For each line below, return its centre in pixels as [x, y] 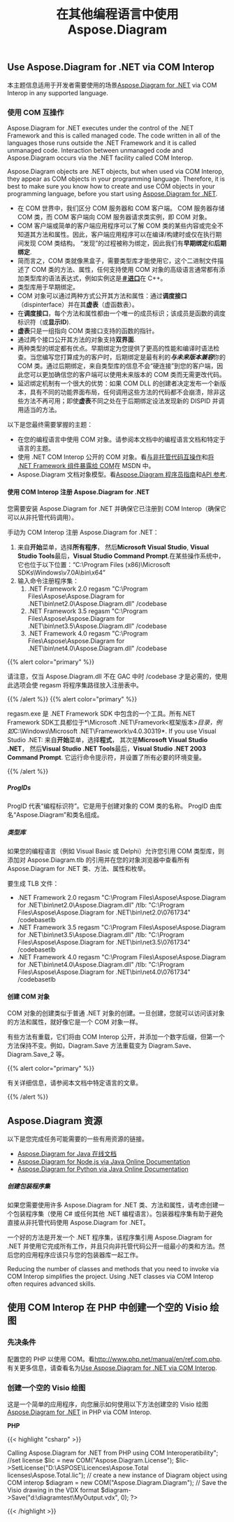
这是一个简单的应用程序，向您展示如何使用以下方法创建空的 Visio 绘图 [108, 1404]
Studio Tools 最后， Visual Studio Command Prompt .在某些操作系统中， [121, 556]
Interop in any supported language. [58, 92]
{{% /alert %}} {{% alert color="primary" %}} [72, 699]
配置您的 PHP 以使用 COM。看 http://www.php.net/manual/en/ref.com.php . [115, 1359]
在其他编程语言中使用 [117, 14]
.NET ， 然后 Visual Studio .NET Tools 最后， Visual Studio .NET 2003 [107, 749]
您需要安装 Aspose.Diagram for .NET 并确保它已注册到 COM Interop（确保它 [117, 509]
